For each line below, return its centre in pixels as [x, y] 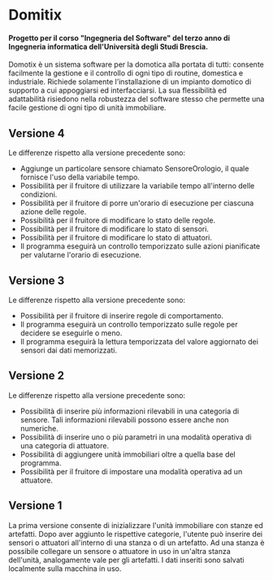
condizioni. [39, 195]
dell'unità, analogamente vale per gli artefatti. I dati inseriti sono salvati [126, 560]
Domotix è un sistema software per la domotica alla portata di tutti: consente [136, 65]
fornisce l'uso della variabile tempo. [80, 177]
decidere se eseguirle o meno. [71, 333]
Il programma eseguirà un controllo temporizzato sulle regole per [129, 325]
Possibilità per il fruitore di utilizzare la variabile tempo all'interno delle [137, 186]
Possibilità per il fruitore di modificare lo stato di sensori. [115, 229]
